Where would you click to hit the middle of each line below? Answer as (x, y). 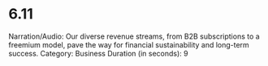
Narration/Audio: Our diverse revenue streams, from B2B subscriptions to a (134, 36)
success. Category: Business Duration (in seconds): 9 (98, 53)
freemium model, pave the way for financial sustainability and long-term (129, 44)
